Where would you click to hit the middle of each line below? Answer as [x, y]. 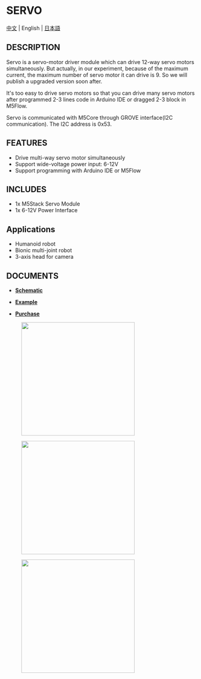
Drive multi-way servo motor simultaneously [70, 157]
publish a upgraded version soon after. [54, 81]
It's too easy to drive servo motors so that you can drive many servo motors [101, 93]
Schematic [29, 290]
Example [26, 302]
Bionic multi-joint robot [43, 250]
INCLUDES [27, 189]
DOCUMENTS [33, 276]
